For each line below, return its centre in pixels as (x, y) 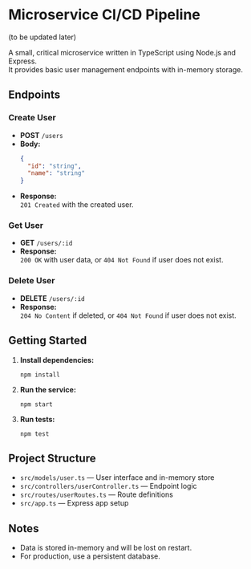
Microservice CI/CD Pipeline (104, 15)
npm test (34, 434)
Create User (32, 118)
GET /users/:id (46, 243)
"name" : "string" (57, 173)
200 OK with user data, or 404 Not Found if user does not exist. (121, 260)
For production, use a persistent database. (90, 556)
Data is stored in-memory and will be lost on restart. (106, 548)
